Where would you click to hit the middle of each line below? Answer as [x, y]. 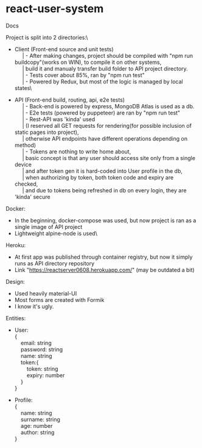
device [23, 164]
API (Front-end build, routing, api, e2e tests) [70, 100]
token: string [42, 369]
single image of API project [48, 226]
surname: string [40, 419]
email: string [36, 343]
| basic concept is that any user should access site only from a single [109, 158]
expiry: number [46, 375]
